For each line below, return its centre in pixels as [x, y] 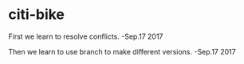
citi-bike [37, 15]
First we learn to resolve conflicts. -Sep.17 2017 [86, 36]
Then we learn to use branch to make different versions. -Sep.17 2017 [122, 51]
